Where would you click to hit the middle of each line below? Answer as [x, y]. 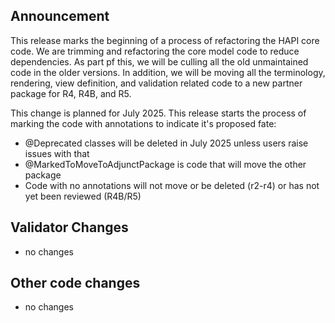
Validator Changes [69, 227]
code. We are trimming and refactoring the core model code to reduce [155, 51]
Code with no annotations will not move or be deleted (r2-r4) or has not [172, 185]
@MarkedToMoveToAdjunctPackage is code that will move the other [165, 164]
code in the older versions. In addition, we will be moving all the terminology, [168, 72]
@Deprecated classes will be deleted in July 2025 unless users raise [166, 143]
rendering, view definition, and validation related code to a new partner [156, 83]
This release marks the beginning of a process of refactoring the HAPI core [165, 40]
